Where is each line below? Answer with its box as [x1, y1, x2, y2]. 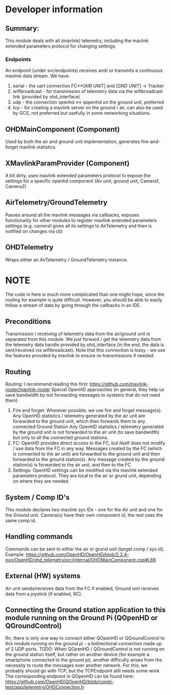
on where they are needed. [12, 478, 70, 484]
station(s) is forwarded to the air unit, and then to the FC [12, 462, 131, 468]
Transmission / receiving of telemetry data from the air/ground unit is [5, 331, 151, 337]
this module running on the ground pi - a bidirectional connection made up [5, 641, 162, 647]
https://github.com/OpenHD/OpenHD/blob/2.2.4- [26, 551, 129, 557]
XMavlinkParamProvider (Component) [5, 159, 130, 168]
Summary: [5, 24, 39, 33]
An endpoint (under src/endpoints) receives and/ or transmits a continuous [5, 68, 163, 74]
